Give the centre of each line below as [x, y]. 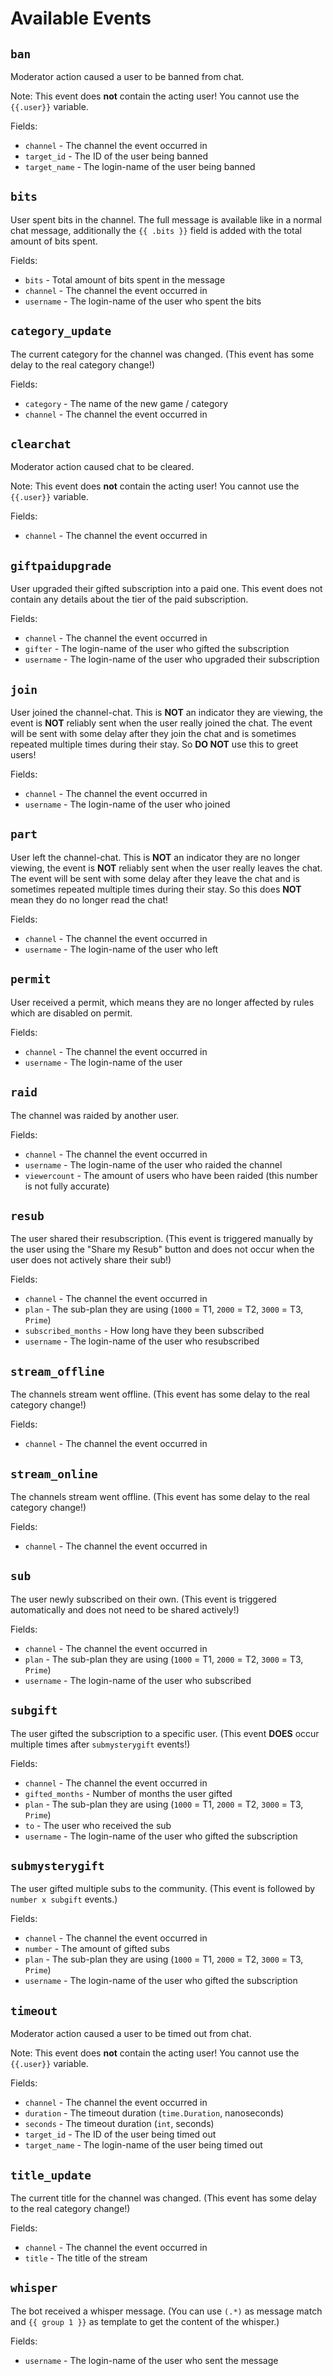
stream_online [54, 1474]
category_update [61, 331]
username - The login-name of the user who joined [127, 804]
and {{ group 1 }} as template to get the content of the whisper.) [145, 2321]
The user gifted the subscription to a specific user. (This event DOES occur [165, 1733]
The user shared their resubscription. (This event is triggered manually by [162, 1239]
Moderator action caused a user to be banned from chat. [127, 76]
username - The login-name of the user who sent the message [151, 2360]
